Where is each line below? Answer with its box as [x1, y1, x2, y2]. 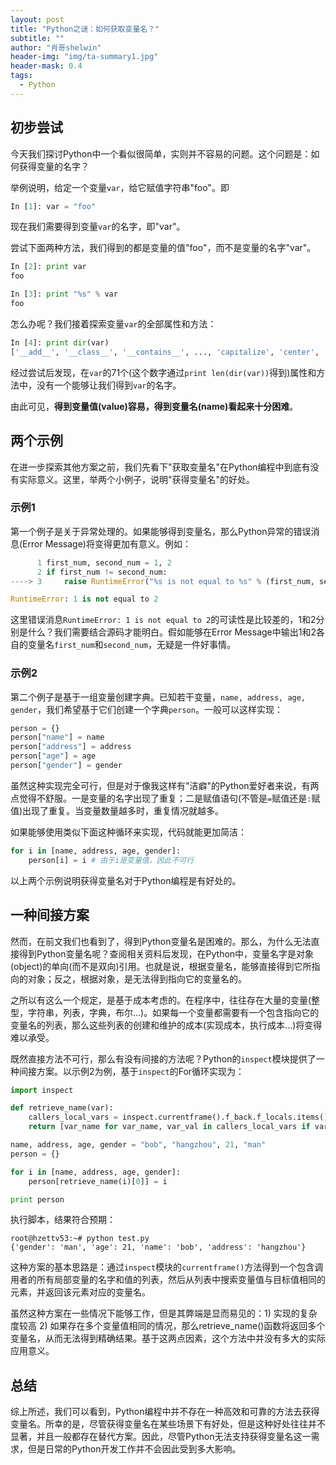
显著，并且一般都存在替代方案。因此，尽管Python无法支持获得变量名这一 [10, 1431, 312, 1443]
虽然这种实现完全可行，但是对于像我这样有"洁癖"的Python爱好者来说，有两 [10, 779, 320, 791]
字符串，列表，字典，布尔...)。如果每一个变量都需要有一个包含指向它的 [27, 1006, 320, 1018]
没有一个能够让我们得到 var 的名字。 [36, 379, 182, 391]
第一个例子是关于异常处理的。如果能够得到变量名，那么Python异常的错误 [10, 525, 312, 537]
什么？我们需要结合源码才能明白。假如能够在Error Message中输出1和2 [27, 626, 317, 638]
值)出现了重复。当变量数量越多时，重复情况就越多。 [10, 804, 225, 816]
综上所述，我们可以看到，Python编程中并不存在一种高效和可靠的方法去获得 [10, 1406, 320, 1418]
